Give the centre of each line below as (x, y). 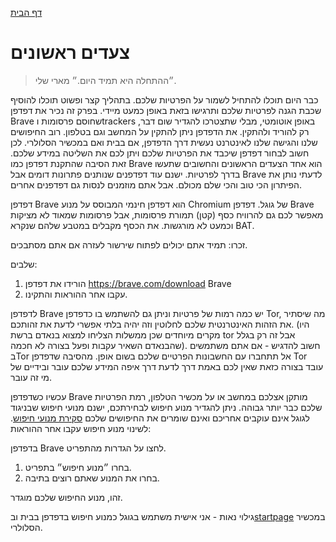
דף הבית (26, 12)
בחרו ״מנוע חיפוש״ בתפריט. (78, 467)
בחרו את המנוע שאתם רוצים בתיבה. (92, 478)
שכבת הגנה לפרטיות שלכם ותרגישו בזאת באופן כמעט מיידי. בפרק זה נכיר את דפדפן (166, 110)
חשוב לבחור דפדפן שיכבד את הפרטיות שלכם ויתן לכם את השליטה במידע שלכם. (160, 153)
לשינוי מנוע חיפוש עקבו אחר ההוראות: (81, 428)
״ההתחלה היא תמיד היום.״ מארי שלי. (105, 80)
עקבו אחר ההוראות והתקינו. (76, 294)
